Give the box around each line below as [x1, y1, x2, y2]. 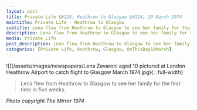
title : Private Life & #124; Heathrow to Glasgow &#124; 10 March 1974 [6, 14, 182, 20]
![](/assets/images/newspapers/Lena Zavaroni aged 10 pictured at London [6, 62, 186, 69]
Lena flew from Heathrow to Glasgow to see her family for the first [20, 80, 181, 87]
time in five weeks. [20, 86, 66, 93]
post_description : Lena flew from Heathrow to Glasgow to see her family [6, 41, 191, 47]
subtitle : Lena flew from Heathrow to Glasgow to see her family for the [6, 24, 191, 31]
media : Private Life [6, 36, 57, 41]
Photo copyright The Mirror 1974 [6, 97, 85, 104]
